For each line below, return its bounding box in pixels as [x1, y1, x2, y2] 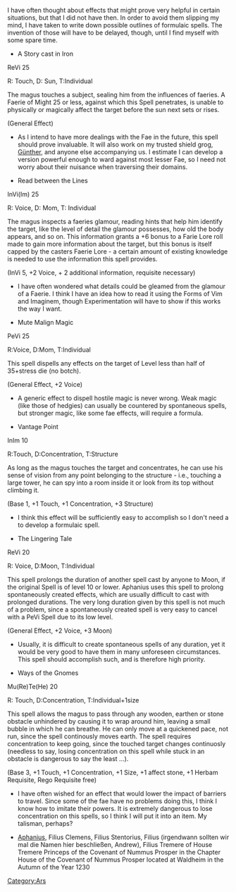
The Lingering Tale [17, 535, 73, 543]
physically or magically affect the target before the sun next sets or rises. [7, 106, 220, 113]
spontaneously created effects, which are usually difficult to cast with [7, 590, 209, 598]
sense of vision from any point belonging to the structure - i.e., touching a [7, 471, 222, 479]
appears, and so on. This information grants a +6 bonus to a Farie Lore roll [7, 233, 223, 240]
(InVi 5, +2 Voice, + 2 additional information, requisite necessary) [7, 268, 196, 277]
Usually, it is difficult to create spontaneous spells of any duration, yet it [17, 640, 225, 648]
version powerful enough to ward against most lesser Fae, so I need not [17, 155, 226, 163]
